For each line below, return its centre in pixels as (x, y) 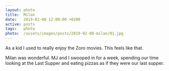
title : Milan (20, 15)
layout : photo (20, 10)
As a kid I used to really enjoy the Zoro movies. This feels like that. (74, 48)
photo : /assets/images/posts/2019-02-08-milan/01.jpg (64, 33)
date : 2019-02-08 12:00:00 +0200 (43, 19)
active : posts (20, 24)
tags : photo (20, 29)
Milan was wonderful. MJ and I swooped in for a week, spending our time (82, 58)
